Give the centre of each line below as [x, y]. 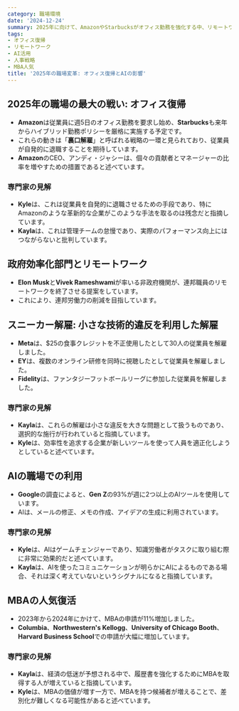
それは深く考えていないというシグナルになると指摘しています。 [123, 576]
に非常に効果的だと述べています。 [67, 558]
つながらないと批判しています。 [64, 240]
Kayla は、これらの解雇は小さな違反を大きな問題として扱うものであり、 [123, 424]
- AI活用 [19, 54]
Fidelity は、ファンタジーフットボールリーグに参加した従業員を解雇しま [122, 379]
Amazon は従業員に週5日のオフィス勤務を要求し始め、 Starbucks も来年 [122, 122]
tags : [15, 34]
